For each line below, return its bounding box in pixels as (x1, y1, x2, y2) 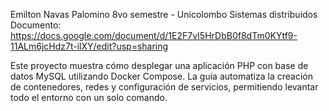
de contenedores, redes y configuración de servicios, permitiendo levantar (10, 81, 319, 93)
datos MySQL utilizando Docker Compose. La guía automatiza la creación (10, 70, 313, 82)
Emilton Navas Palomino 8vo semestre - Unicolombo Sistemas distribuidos (10, 9, 318, 20)
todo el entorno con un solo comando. (10, 92, 168, 103)
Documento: (10, 19, 62, 31)
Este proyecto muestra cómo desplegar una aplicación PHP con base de (10, 60, 309, 71)
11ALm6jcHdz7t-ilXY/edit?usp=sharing (10, 40, 169, 52)
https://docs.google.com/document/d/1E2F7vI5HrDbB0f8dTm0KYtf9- (10, 30, 298, 41)
